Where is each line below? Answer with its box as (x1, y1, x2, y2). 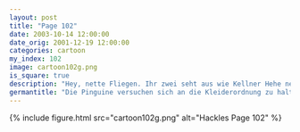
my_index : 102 (9, 54, 62, 63)
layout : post (9, 12, 58, 22)
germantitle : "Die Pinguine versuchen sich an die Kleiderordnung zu (9, 87, 274, 96)
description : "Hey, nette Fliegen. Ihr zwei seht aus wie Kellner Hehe (9, 79, 281, 88)
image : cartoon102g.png (9, 63, 98, 72)
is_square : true (9, 71, 70, 80)
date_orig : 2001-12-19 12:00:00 (9, 37, 129, 47)
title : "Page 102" (9, 21, 78, 30)
